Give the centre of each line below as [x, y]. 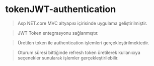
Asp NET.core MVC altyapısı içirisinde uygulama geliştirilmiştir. [82, 23]
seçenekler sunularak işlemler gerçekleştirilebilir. [68, 58]
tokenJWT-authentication [61, 9]
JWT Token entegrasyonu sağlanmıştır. [58, 33]
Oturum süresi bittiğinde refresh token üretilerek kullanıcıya [79, 52]
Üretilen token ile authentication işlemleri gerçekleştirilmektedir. [83, 43]
